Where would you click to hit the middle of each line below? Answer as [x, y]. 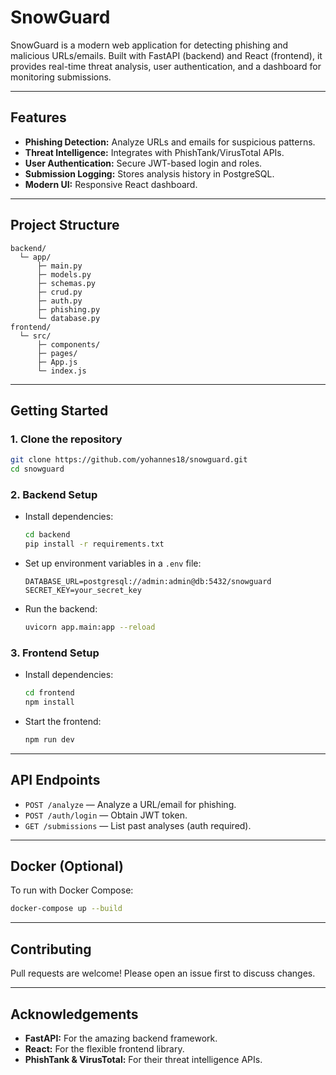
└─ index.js [61, 371]
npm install [49, 702]
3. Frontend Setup [55, 653]
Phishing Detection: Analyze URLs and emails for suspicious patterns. [170, 142]
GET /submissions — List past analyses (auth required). [138, 825]
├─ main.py [59, 266]
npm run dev [49, 739]
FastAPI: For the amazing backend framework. [121, 1038]
